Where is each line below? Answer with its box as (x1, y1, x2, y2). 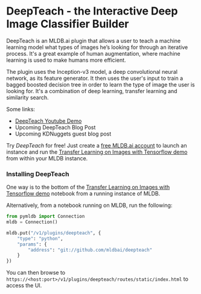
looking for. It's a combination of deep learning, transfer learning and (6, 87, 177, 94)
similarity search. (6, 94, 49, 101)
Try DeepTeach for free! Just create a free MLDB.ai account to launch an (6, 142, 187, 149)
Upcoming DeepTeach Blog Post (14, 123, 96, 131)
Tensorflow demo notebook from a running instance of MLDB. (6, 190, 161, 197)
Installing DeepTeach (6, 169, 69, 178)
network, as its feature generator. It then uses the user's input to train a (6, 74, 183, 82)
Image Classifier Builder (6, 17, 129, 31)
